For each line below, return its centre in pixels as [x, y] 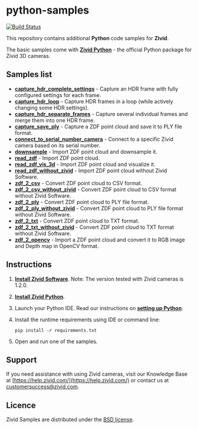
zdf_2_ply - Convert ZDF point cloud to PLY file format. [82, 202]
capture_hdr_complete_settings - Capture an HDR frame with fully [96, 89]
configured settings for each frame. [58, 95]
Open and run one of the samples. [56, 341]
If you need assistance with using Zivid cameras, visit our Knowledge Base [97, 374]
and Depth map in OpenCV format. [57, 246]
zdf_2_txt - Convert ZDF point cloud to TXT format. [77, 221]
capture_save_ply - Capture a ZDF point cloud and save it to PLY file [98, 126]
